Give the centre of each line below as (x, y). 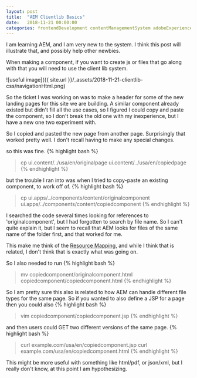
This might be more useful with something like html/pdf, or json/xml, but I (94, 363)
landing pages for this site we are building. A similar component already (93, 104)
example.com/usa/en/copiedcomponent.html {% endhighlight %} (99, 351)
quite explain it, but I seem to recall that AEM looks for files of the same (92, 228)
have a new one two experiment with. (51, 122)
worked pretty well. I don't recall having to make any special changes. (90, 140)
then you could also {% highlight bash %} (56, 305)
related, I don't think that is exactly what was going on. (72, 252)
